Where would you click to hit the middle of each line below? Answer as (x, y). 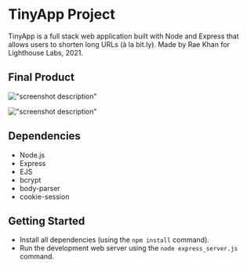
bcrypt (30, 180)
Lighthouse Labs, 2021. (46, 52)
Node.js (32, 155)
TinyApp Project (62, 14)
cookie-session (44, 197)
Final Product (41, 77)
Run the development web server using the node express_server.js (129, 248)
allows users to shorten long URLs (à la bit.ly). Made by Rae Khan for (119, 44)
